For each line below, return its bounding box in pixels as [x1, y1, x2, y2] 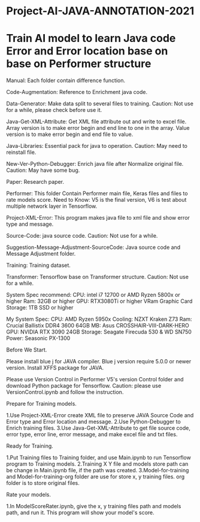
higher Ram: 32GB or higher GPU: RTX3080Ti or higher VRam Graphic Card [6, 298, 193, 305]
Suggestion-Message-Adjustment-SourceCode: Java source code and [6, 244, 181, 251]
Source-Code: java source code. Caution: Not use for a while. [6, 232, 158, 239]
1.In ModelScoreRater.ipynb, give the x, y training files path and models [6, 503, 181, 510]
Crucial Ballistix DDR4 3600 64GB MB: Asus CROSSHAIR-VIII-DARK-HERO [6, 322, 190, 329]
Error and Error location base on [6, 44, 168, 58]
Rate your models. [6, 491, 51, 498]
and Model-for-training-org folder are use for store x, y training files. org [6, 473, 185, 480]
